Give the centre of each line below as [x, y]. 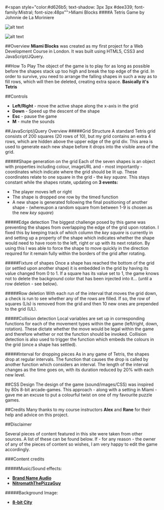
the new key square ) [33, 213]
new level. [15, 375]
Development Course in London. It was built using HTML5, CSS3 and [75, 51]
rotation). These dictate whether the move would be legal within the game [80, 329]
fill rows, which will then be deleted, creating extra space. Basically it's [77, 81]
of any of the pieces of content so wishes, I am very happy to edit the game [81, 444]
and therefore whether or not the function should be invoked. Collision [76, 334]
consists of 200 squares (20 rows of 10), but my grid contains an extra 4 [78, 136]
